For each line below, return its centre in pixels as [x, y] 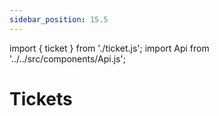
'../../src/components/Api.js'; [67, 58]
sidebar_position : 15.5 [59, 19]
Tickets [41, 98]
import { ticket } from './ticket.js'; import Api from [109, 48]
